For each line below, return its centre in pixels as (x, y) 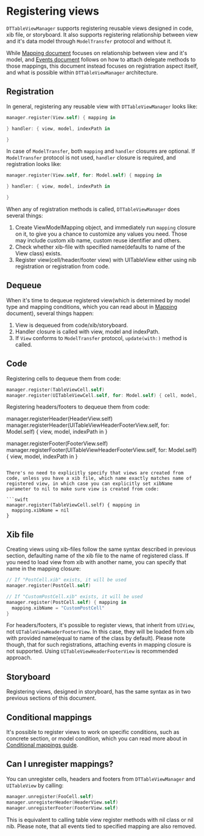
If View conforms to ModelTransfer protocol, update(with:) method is (101, 338)
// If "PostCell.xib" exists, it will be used (66, 580)
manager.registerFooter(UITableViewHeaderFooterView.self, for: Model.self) (102, 450)
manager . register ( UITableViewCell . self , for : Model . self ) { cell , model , (102, 395)
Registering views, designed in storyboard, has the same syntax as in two (99, 692)
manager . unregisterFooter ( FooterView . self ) (62, 808)
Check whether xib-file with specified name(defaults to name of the (100, 247)
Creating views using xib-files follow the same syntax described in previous (101, 549)
